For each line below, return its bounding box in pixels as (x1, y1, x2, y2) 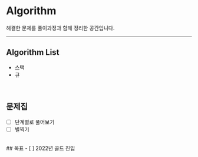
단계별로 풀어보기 (14, 118, 55, 125)
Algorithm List (6, 47, 60, 57)
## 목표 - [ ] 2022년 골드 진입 (6, 145, 75, 152)
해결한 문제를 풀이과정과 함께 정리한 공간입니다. (6, 24, 115, 31)
